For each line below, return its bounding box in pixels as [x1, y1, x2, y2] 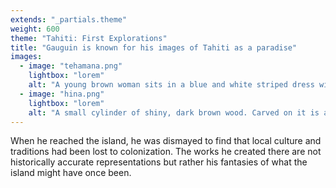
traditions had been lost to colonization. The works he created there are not [10, 146, 322, 158]
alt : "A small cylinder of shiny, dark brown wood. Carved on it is [28, 107, 320, 118]
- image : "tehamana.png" [19, 61, 123, 71]
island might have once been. [10, 167, 132, 179]
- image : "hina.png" [19, 89, 105, 99]
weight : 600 [10, 24, 60, 34]
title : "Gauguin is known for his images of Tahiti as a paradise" [10, 42, 298, 53]
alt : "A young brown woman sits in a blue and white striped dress [28, 80, 315, 90]
